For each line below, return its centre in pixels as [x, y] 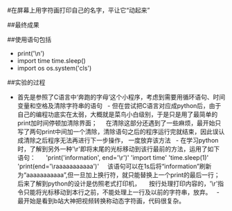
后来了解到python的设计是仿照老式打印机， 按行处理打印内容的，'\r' [117, 183]
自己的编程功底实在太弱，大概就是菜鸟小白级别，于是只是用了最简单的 [117, 114]
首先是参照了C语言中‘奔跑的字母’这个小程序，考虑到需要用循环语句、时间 [121, 97]
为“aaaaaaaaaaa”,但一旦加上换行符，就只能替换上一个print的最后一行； [118, 175]
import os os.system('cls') [54, 68]
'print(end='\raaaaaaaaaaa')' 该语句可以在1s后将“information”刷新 [114, 166]
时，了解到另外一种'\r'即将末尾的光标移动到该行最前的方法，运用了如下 [118, 149]
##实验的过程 [26, 82]
